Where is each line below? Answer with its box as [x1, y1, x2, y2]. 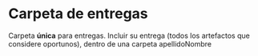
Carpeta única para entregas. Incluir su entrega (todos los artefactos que [8, 31, 250, 40]
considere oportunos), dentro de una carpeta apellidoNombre [8, 39, 212, 48]
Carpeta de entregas [8, 5, 148, 23]
